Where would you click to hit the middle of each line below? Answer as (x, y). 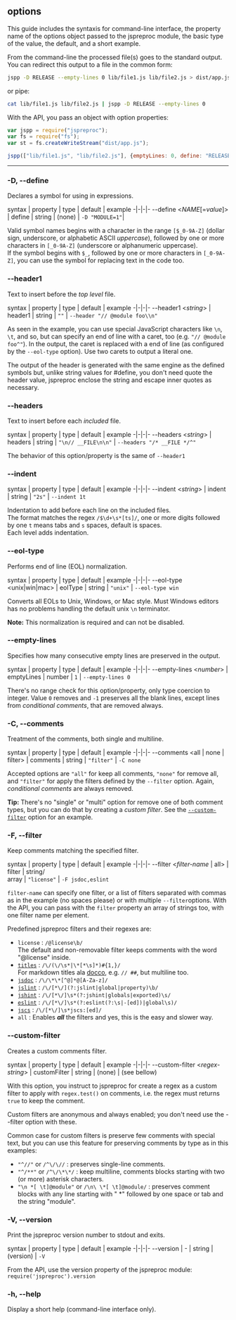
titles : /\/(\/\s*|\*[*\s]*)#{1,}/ (69, 965)
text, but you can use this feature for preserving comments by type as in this (118, 1143)
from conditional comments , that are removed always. (85, 705)
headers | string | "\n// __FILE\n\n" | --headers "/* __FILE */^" (102, 442)
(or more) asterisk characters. (60, 1179)
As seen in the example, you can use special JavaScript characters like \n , (115, 329)
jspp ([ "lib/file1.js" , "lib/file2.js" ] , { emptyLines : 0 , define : (105, 156)
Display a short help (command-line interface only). (82, 1309)
